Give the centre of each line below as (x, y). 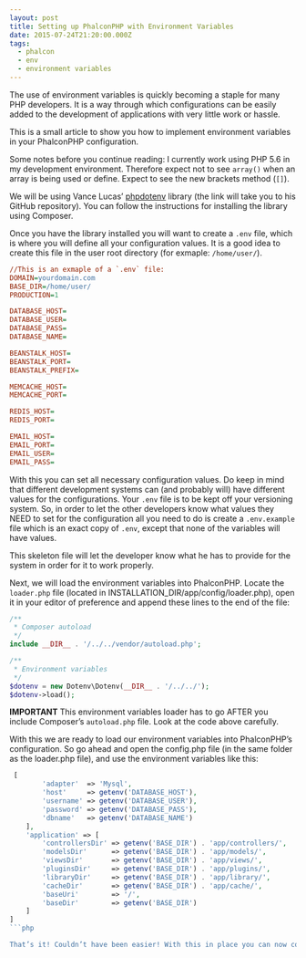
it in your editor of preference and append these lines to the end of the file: (149, 602)
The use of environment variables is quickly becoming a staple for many (145, 94)
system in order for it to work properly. (82, 565)
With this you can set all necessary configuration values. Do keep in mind (147, 479)
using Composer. (41, 215)
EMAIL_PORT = (32, 445)
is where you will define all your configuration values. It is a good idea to (145, 243)
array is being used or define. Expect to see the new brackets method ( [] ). (149, 178)
